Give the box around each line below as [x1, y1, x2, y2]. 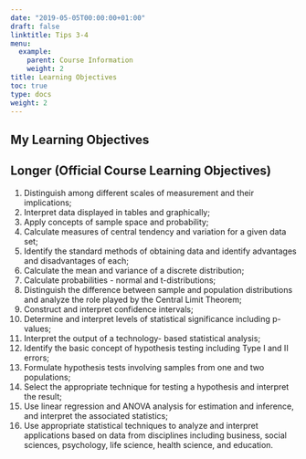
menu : [10, 38, 31, 48]
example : [18, 47, 52, 57]
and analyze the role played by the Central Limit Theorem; [23, 294, 242, 305]
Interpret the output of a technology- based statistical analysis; [23, 332, 261, 343]
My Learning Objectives [10, 131, 150, 147]
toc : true [10, 81, 48, 90]
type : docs [10, 89, 52, 99]
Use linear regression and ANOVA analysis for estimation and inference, [23, 401, 295, 412]
